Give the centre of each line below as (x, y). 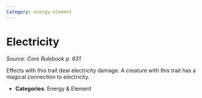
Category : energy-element (39, 12)
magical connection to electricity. (48, 77)
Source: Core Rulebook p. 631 (44, 59)
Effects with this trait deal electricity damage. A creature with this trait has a (101, 70)
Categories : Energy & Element (53, 88)
